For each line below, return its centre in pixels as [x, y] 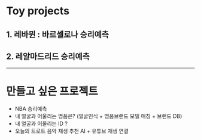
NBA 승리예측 [31, 109]
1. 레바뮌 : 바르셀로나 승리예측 [58, 34]
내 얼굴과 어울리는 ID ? [41, 124]
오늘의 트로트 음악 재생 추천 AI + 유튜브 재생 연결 [71, 131]
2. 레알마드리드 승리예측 [48, 56]
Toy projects [38, 11]
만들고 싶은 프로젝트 [52, 91]
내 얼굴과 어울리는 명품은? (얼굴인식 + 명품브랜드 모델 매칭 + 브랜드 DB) [98, 116]
